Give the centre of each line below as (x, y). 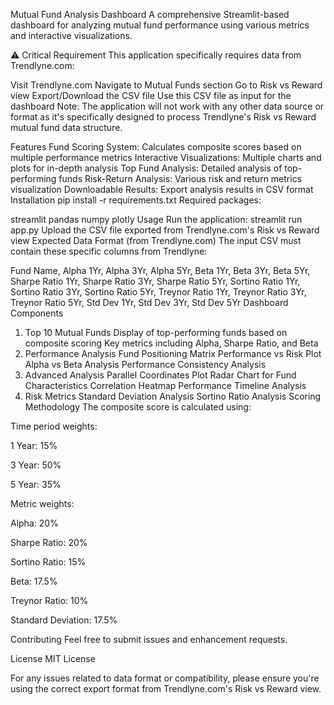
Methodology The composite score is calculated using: (138, 407)
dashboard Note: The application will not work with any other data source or (167, 106)
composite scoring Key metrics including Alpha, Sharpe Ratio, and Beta (171, 343)
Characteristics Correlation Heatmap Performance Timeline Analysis (165, 385)
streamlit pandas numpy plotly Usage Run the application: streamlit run (156, 219)
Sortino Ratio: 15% (48, 562)
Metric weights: (42, 503)
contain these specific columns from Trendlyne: (109, 251)
